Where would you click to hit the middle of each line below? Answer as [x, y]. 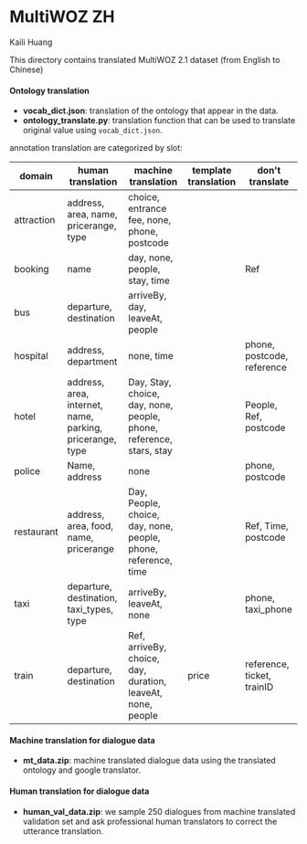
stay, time [149, 280]
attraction [35, 220]
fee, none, [149, 220]
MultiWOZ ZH [63, 17]
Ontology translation [49, 90]
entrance [147, 209]
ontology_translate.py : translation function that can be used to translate [159, 121]
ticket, [258, 676]
